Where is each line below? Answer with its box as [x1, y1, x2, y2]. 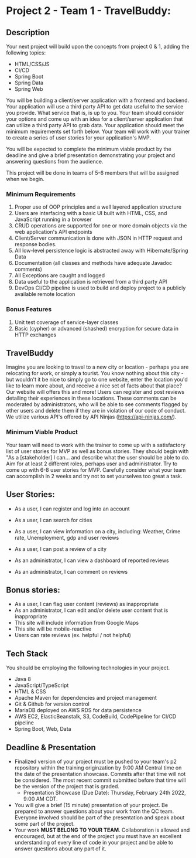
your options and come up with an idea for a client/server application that [6, 115, 183, 122]
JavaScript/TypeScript [14, 682, 69, 689]
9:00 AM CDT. [23, 795, 58, 802]
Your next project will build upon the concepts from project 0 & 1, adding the [6, 43, 190, 50]
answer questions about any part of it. [14, 845, 106, 852]
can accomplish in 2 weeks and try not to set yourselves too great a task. [6, 472, 183, 479]
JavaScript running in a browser [14, 216, 92, 223]
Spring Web [14, 86, 43, 92]
